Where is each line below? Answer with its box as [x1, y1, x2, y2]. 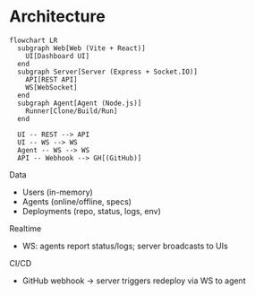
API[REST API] [25, 74, 78, 84]
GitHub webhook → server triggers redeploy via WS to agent [21, 275, 246, 286]
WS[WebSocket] [25, 82, 78, 91]
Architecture [9, 6, 106, 27]
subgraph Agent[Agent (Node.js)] [17, 99, 142, 108]
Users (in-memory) [21, 187, 94, 197]
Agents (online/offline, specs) [21, 195, 132, 207]
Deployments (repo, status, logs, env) [21, 205, 161, 216]
